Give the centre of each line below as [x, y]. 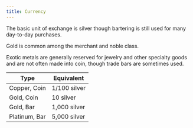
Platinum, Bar [27, 116]
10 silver [64, 97]
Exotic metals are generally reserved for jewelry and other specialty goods [97, 57]
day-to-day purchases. [34, 34]
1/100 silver [69, 87]
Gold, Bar [22, 107]
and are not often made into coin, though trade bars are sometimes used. [95, 63]
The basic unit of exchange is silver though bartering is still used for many [96, 28]
